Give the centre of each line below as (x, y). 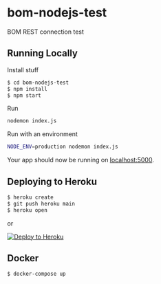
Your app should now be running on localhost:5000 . (81, 160)
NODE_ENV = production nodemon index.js (63, 147)
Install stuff (23, 69)
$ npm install (28, 89)
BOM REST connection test (46, 32)
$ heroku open (28, 210)
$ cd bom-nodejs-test (38, 83)
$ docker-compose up (37, 274)
